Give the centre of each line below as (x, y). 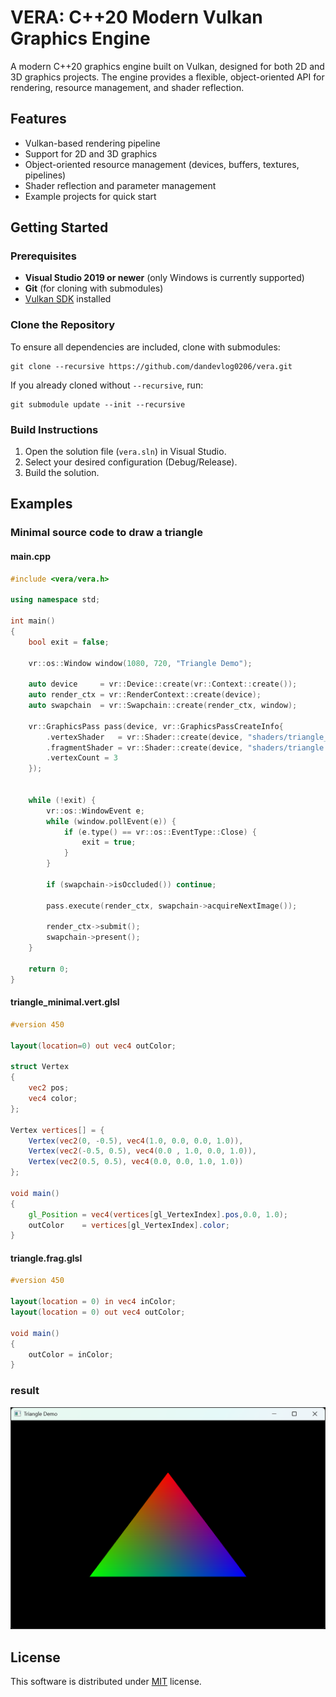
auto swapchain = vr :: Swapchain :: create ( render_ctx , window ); (163, 706)
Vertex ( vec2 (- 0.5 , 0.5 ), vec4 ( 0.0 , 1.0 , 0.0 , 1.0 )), (142, 1151)
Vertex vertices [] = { (57, 1130)
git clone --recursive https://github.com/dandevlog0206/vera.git (151, 366)
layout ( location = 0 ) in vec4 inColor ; (93, 1302)
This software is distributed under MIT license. (106, 1682)
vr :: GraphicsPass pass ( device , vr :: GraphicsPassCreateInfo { (156, 726)
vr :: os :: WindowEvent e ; (95, 811)
